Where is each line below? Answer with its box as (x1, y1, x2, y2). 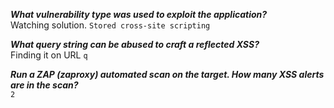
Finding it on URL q (10, 49, 88, 61)
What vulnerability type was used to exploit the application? (10, 9, 268, 20)
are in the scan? (10, 79, 79, 91)
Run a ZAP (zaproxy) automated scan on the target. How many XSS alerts (10, 69, 325, 80)
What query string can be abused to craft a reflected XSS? (10, 39, 260, 50)
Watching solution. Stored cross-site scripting (10, 19, 211, 31)
